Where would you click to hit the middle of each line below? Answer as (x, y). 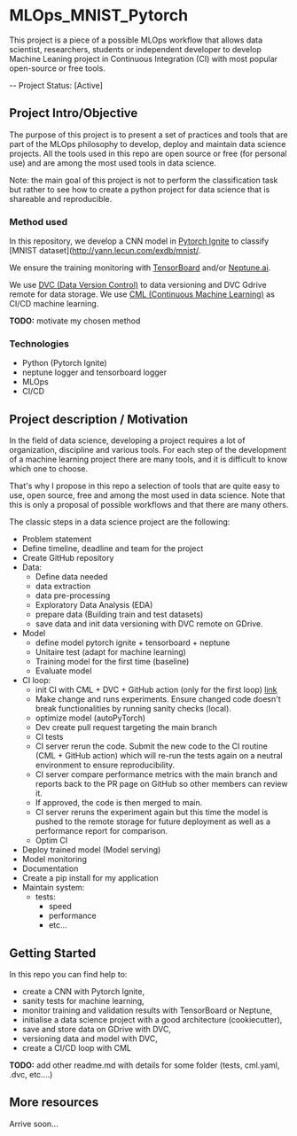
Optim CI (51, 840)
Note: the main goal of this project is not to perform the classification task (144, 180)
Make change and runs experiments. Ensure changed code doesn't (158, 699)
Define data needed (71, 577)
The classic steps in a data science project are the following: (120, 522)
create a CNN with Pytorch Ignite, (83, 991)
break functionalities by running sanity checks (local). (133, 709)
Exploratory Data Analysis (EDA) (94, 605)
